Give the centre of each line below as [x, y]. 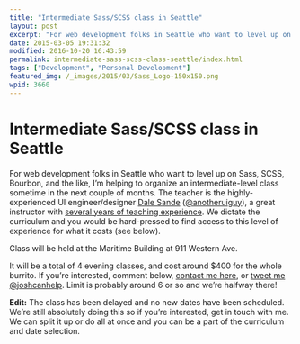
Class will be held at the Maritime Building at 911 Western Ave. [124, 248]
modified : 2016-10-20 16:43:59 [68, 51]
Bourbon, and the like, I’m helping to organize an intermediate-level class [144, 183]
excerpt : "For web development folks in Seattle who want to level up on [150, 34]
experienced [33, 202]
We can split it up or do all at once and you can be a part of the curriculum [147, 321]
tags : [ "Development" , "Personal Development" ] [100, 68]
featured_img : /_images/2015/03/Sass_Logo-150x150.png [114, 77]
